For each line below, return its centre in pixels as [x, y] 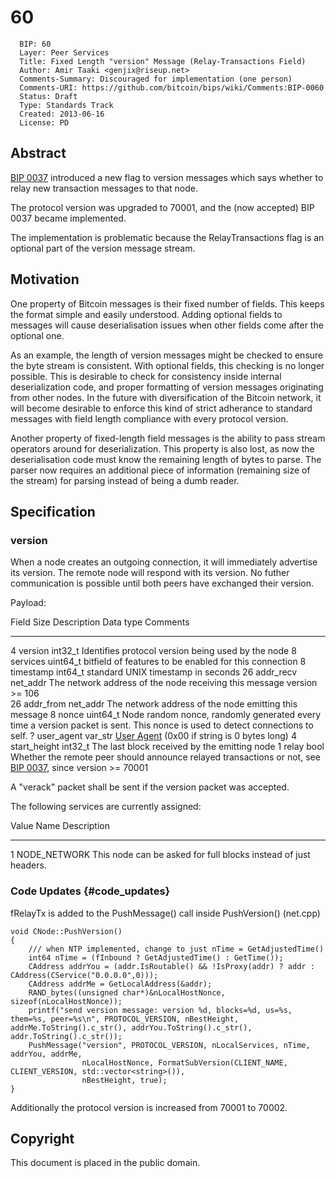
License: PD [44, 122]
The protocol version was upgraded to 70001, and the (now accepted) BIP [162, 207]
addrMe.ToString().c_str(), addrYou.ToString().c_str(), [131, 1027]
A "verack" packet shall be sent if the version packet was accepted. [150, 787]
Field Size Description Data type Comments [100, 622]
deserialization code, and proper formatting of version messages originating [167, 387]
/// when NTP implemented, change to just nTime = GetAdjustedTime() [176, 949]
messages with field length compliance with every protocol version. [149, 418]
